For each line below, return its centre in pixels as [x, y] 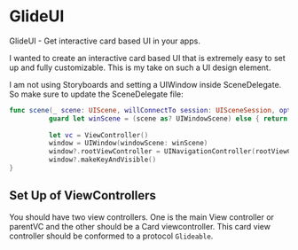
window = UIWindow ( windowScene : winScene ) [128, 144]
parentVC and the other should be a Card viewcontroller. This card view [140, 226]
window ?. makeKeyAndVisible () [102, 160]
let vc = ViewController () [98, 135]
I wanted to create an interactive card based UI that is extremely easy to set [147, 58]
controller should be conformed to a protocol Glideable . [111, 236]
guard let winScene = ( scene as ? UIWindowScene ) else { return [168, 118]
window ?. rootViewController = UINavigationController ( [152, 152]
